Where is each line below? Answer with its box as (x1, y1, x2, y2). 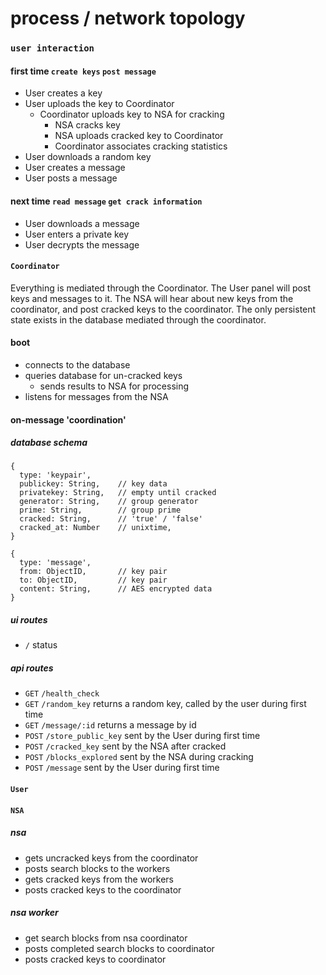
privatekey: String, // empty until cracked (19, 488, 217, 498)
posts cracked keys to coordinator (24, 953, 167, 965)
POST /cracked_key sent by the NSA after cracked (24, 740, 227, 752)
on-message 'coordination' (10, 413, 127, 426)
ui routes (10, 614, 48, 626)
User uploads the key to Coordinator (24, 98, 175, 110)
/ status (24, 639, 58, 651)
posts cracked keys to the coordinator (24, 883, 182, 896)
